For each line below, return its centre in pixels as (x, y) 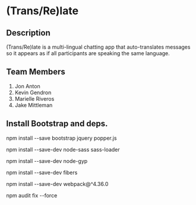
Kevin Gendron (33, 92)
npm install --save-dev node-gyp (47, 161)
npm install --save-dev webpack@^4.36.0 (57, 184)
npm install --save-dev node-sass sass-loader (63, 149)
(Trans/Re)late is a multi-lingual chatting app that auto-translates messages (98, 47)
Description (28, 33)
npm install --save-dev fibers (42, 172)
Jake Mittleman (34, 105)
